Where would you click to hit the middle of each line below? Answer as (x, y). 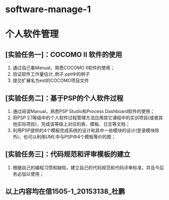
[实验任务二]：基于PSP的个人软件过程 (64, 98)
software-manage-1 (48, 9)
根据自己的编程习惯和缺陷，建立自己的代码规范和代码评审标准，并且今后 (88, 167)
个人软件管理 (32, 34)
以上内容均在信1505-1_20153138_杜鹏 (65, 192)
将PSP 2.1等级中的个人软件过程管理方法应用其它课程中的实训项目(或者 (86, 118)
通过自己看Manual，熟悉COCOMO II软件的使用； (64, 68)
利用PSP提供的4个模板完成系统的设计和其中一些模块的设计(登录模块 (83, 130)
